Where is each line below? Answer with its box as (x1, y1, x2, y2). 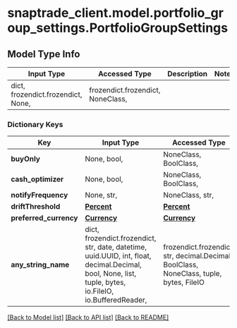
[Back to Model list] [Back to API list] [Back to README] (7, 313, 169, 322)
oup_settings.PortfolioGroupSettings (7, 20, 228, 36)
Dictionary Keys (7, 119, 63, 129)
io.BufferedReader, (84, 295, 147, 305)
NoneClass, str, (163, 190, 214, 200)
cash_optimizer (11, 174, 64, 184)
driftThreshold (11, 202, 61, 212)
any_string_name (11, 260, 70, 269)
